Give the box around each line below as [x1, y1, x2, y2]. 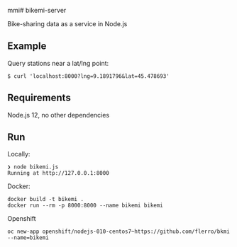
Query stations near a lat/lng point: [7, 59, 109, 67]
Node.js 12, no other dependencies [7, 110, 110, 119]
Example [7, 40, 47, 52]
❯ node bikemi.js [7, 163, 59, 171]
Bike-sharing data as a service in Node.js [7, 20, 128, 28]
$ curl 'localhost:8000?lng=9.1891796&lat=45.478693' [7, 72, 170, 80]
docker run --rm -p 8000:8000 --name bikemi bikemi [7, 202, 163, 209]
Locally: [7, 150, 31, 159]
